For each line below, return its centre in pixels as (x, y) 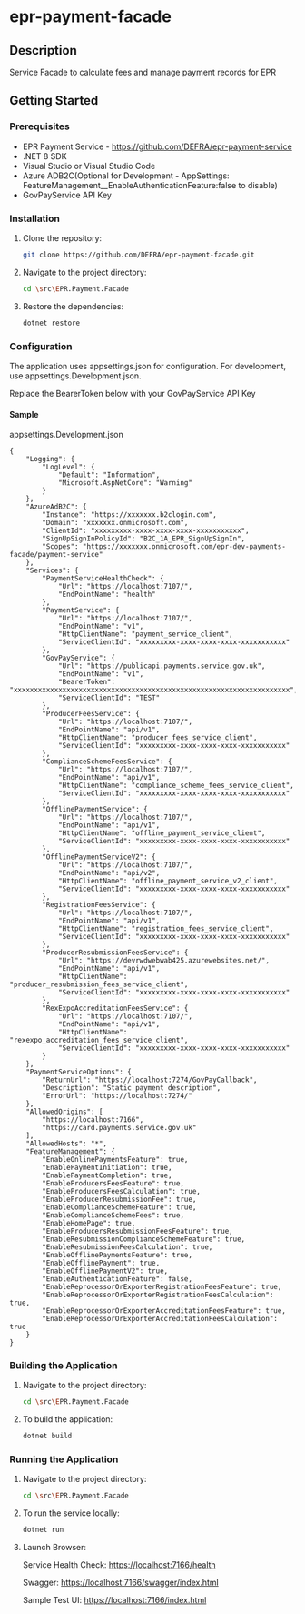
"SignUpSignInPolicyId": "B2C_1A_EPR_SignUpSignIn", (144, 539)
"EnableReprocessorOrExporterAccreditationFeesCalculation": (160, 1319)
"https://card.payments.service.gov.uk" (119, 1128)
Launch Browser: (54, 1548)
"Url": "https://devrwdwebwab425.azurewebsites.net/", (164, 961)
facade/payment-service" (56, 555)
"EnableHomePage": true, (89, 1224)
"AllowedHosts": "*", (66, 1144)
